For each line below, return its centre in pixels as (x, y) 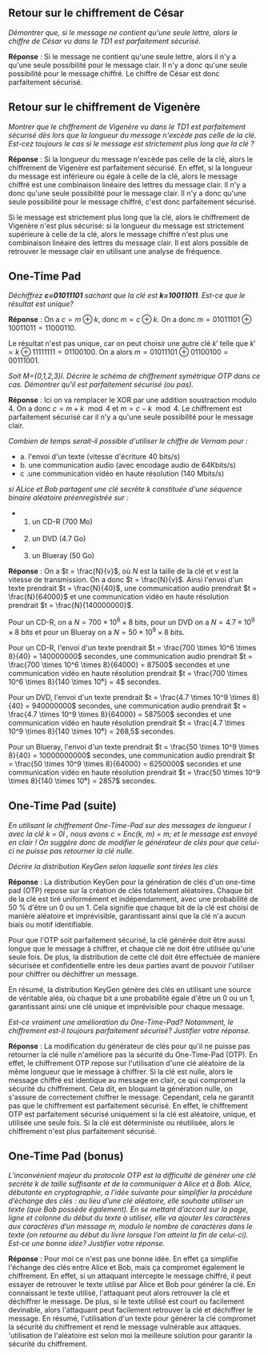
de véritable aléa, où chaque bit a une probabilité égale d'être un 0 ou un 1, (132, 998)
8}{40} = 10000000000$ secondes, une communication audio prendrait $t (132, 755)
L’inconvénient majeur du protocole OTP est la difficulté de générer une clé (132, 1176)
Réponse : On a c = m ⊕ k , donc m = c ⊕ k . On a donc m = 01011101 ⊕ (130, 320)
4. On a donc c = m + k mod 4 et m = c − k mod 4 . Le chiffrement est (125, 408)
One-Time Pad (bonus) (66, 1156)
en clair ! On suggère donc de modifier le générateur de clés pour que (124, 842)
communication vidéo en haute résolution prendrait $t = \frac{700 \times (128, 673)
